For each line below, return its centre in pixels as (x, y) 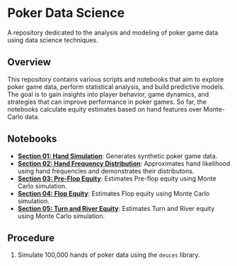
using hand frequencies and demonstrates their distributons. (106, 171)
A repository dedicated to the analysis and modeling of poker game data (113, 32)
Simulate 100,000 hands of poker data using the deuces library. (109, 255)
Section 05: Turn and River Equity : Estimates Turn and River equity (116, 208)
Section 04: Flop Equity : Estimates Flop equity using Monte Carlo (114, 193)
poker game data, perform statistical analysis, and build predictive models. (116, 87)
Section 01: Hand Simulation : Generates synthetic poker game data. (117, 156)
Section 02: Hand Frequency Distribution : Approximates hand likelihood (124, 163)
